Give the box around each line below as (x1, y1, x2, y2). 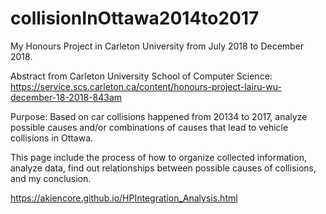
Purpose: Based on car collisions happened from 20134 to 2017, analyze (10, 110, 308, 122)
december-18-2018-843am (10, 91, 123, 103)
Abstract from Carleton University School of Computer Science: (10, 70, 273, 82)
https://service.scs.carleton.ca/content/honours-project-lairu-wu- (10, 80, 282, 92)
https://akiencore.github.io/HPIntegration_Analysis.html (10, 192, 238, 204)
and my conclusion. (10, 172, 92, 184)
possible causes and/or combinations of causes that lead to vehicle (10, 121, 289, 133)
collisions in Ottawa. (10, 132, 94, 144)
